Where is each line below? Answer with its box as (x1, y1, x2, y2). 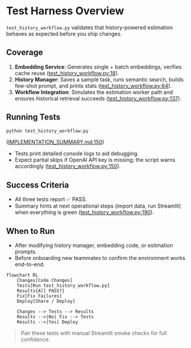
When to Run (6, 226, 55, 236)
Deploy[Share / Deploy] (17, 299, 76, 305)
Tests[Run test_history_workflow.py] (17, 283, 110, 289)
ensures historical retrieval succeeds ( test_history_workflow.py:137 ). (14, 95, 182, 102)
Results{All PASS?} (17, 288, 65, 294)
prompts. (14, 248, 37, 255)
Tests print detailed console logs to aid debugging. (14, 150, 139, 157)
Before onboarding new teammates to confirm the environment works (14, 255, 186, 262)
